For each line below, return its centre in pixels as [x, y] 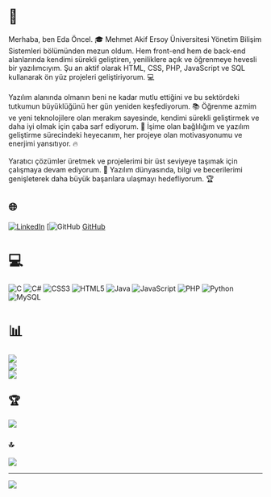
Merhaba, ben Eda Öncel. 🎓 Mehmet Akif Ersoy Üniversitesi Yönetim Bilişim [135, 39]
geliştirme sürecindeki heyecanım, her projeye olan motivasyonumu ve [125, 135]
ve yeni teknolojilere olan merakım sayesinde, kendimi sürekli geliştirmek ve [134, 118]
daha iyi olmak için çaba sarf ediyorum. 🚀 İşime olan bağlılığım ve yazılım [129, 126]
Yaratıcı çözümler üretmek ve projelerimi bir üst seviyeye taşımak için [123, 161]
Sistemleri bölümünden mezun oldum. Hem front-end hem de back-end [127, 51]
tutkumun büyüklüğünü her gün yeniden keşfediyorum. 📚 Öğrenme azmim [132, 106]
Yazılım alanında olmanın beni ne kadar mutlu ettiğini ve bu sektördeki [124, 97]
